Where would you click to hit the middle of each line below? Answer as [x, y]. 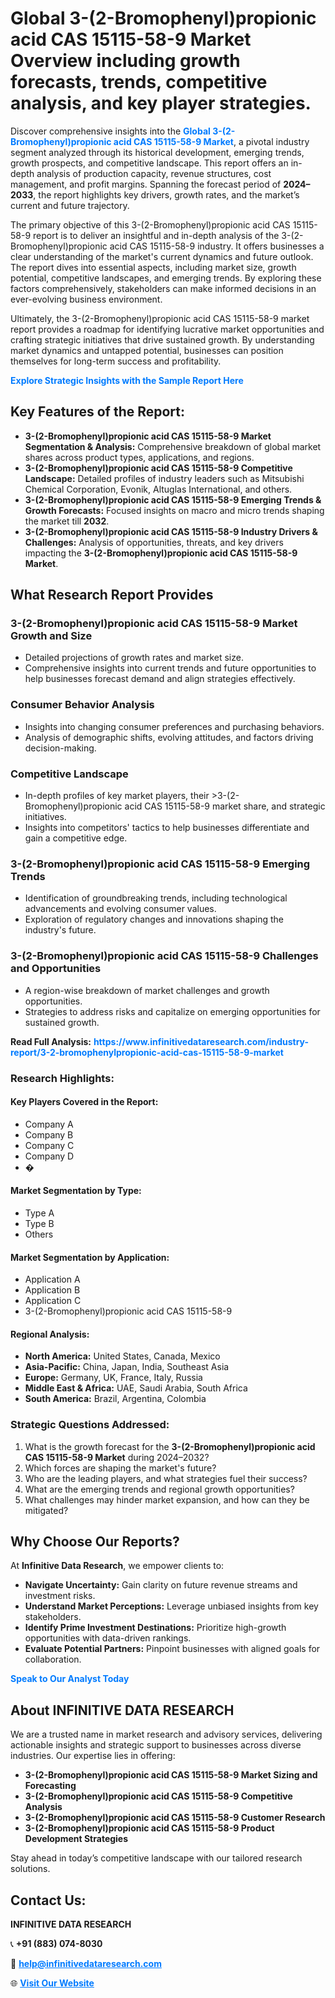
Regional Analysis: [50, 1334]
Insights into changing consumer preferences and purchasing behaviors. [174, 726]
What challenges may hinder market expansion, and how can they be [167, 1499]
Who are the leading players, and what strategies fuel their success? [166, 1478]
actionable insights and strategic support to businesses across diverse [156, 1745]
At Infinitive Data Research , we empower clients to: [117, 1566]
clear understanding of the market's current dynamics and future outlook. [162, 256]
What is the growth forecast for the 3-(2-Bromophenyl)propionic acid [170, 1446]
